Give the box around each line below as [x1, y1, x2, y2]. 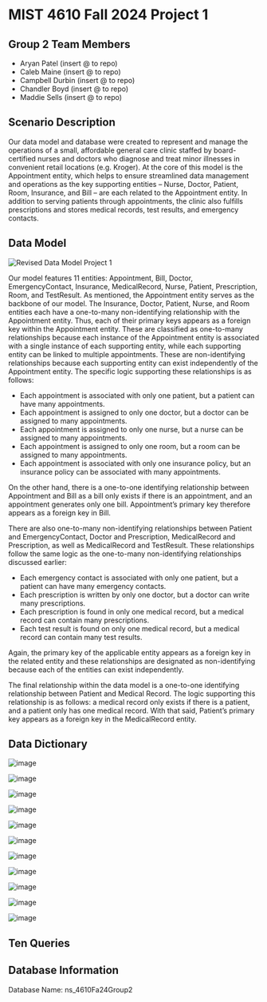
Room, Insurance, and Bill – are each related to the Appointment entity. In [8, 188, 248, 197]
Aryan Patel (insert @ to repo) [19, 58, 118, 68]
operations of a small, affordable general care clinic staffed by [8, 145, 213, 155]
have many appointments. [19, 399, 105, 408]
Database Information [8, 964, 120, 977]
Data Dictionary [8, 738, 88, 751]
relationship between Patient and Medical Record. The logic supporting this [8, 689, 256, 698]
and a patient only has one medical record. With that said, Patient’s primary [8, 706, 255, 715]
